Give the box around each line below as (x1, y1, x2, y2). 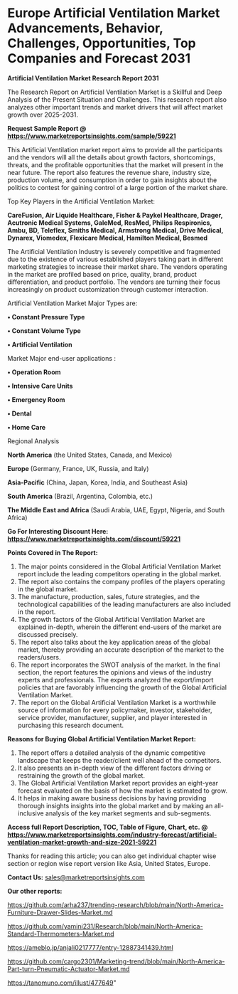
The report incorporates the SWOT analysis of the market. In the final (17, 660, 220, 669)
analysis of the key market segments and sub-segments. (45, 809, 212, 818)
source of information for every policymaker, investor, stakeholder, (17, 706, 212, 714)
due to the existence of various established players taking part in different (7, 255, 224, 263)
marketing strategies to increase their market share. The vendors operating (7, 262, 227, 271)
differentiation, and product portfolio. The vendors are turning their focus (7, 277, 221, 286)
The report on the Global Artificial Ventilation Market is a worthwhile (17, 698, 217, 707)
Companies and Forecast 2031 (7, 51, 191, 67)
